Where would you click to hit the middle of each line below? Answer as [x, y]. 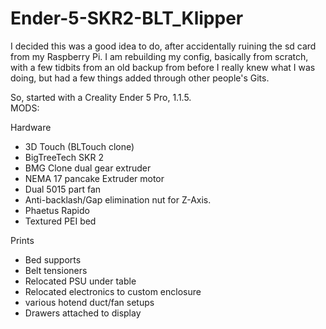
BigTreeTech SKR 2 [64, 157]
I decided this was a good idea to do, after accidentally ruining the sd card [163, 46]
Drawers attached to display [83, 313]
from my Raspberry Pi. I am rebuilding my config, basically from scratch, [159, 56]
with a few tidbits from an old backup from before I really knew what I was [163, 67]
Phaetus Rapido [57, 210]
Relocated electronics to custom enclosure [113, 291]
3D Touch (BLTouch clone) [79, 146]
